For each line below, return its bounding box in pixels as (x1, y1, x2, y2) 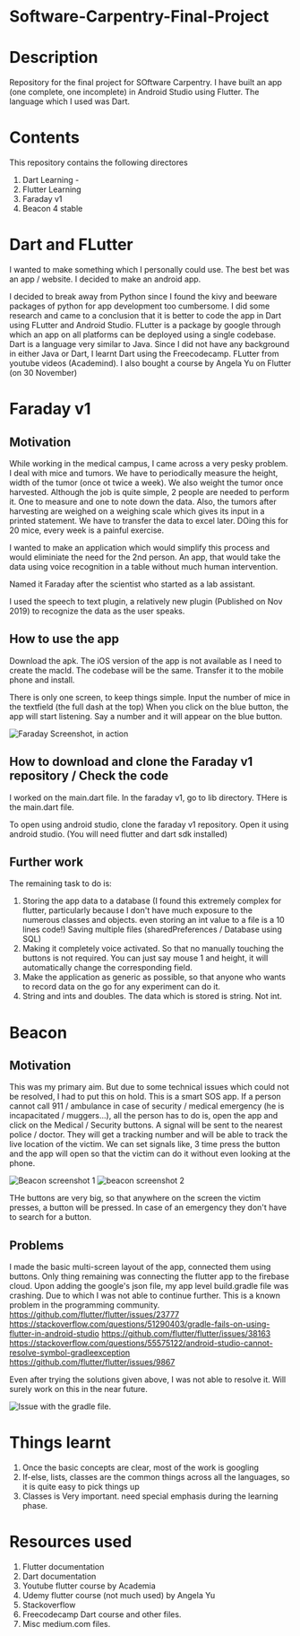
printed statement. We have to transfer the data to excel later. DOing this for (9, 516, 289, 526)
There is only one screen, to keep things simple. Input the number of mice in (9, 692, 291, 702)
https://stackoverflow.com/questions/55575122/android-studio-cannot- (9, 1338, 273, 1349)
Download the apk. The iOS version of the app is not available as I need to (9, 655, 282, 666)
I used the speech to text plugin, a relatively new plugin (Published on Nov (9, 596, 283, 606)
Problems (9, 1238, 64, 1253)
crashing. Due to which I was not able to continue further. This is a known (9, 1290, 280, 1301)
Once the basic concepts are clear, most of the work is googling (21, 1462, 260, 1473)
